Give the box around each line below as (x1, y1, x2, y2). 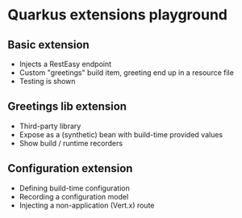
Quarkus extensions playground (7, 6, 227, 24)
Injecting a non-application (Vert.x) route (19, 200, 155, 210)
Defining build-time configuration (19, 183, 130, 193)
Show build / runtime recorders (19, 138, 123, 148)
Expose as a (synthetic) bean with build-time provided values (19, 129, 223, 139)
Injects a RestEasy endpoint (19, 59, 112, 69)
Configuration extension (7, 161, 133, 175)
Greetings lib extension (7, 99, 127, 114)
